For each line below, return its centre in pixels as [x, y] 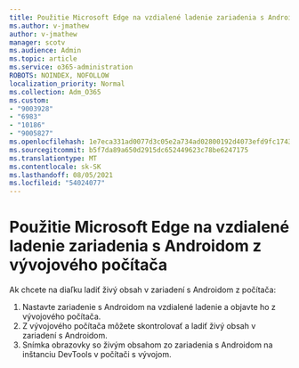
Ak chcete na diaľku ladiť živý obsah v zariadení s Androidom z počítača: [143, 290]
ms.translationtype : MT [53, 158]
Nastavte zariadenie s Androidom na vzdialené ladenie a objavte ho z [149, 307]
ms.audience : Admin [45, 51]
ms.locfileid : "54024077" [57, 184]
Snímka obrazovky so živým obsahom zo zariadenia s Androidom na [147, 345]
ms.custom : [29, 100]
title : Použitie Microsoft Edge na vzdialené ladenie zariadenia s [137, 17]
